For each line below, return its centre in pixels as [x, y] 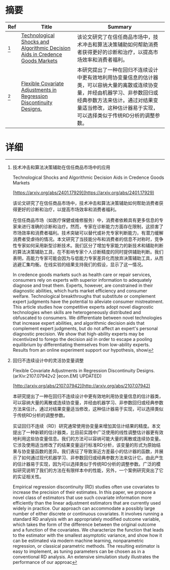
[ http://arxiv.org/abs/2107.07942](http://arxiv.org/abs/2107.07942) [81, 386]
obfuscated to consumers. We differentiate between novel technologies [87, 318]
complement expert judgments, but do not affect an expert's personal [85, 328]
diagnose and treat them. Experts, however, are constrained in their [83, 285]
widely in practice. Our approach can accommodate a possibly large [84, 508]
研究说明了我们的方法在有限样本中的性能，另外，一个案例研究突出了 [88, 470]
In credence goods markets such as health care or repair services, [82, 275]
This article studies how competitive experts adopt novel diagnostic [83, 307]
